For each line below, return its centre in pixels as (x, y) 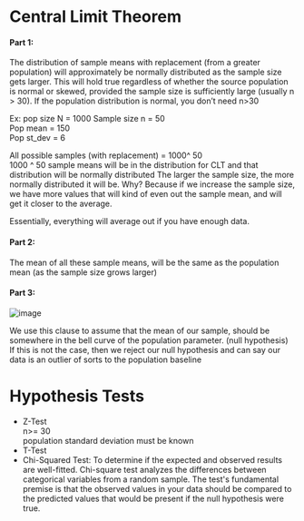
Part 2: (22, 241)
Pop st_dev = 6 (38, 138)
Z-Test (34, 421)
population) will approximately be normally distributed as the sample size (146, 72)
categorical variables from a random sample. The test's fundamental (151, 479)
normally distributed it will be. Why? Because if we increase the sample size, (152, 184)
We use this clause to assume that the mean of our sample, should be (140, 330)
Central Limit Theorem (95, 17)
